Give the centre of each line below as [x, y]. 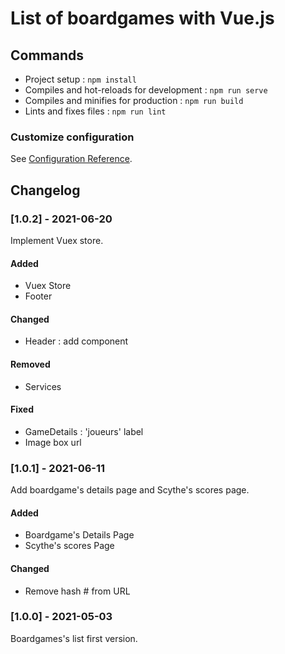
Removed [30, 364]
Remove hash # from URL [77, 591]
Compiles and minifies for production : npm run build [134, 100]
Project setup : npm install [80, 79]
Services [43, 386]
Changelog [45, 190]
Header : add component [76, 341]
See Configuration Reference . [71, 159]
